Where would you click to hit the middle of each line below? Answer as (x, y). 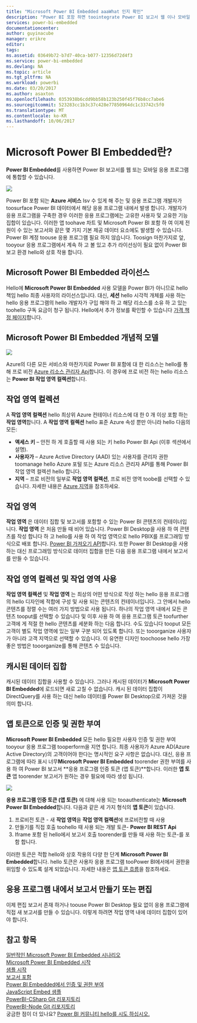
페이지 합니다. (27, 317)
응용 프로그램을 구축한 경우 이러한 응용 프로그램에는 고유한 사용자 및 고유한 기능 (97, 215)
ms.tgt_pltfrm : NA (29, 77)
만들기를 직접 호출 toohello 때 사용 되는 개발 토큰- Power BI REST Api (95, 827)
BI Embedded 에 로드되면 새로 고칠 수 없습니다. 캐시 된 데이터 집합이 (84, 689)
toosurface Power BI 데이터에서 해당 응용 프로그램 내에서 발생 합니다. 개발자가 (96, 208)
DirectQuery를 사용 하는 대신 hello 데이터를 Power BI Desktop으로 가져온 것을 (96, 696)
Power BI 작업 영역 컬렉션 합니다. (49, 379)
